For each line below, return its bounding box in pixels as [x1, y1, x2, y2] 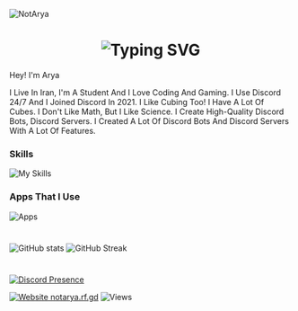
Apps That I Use [9, 191, 81, 203]
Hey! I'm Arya [9, 69, 60, 80]
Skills [9, 147, 34, 160]
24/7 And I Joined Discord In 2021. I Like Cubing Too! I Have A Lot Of [9, 96, 265, 107]
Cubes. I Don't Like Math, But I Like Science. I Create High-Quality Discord [9, 106, 285, 117]
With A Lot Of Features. [9, 125, 96, 136]
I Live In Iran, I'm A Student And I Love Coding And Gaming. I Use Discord [9, 86, 281, 98]
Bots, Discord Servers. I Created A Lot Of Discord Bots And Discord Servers [9, 115, 290, 126]
